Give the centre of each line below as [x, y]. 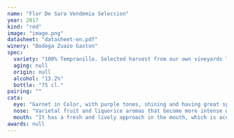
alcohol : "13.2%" [39, 78]
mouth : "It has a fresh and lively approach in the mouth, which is [115, 117]
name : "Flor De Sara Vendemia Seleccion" [68, 14]
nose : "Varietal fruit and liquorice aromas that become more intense [118, 111]
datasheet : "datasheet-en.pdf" [53, 40]
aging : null [31, 66]
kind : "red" [24, 26]
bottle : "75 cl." [39, 85]
